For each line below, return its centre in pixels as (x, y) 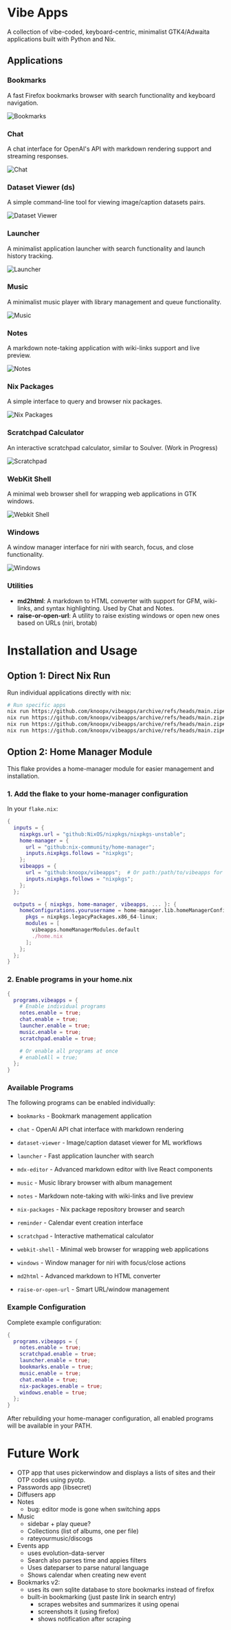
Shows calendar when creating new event (87, 1575)
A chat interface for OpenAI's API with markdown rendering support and (109, 149)
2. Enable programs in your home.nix (70, 980)
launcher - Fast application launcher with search (86, 1156)
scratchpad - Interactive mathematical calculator (85, 1236)
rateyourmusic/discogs (60, 1538)
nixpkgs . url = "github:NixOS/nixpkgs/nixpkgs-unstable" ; (103, 834)
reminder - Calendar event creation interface (80, 1222)
